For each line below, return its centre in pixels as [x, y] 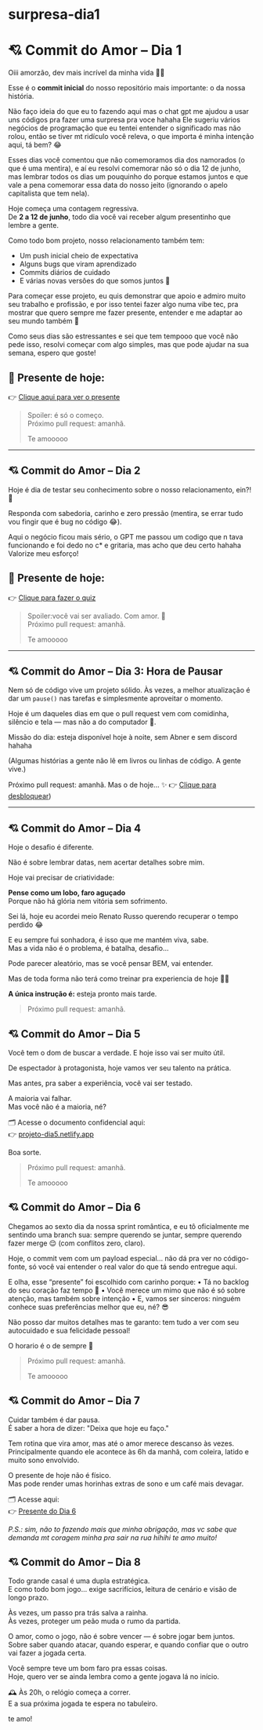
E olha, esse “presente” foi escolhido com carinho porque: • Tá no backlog [128, 1282]
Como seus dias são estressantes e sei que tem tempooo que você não [123, 336]
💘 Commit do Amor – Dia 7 [74, 1401]
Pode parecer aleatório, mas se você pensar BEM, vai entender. [111, 964]
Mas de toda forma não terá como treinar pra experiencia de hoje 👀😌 [119, 978]
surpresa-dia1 [54, 15]
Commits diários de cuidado [65, 272]
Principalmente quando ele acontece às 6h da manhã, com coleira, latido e [128, 1451]
